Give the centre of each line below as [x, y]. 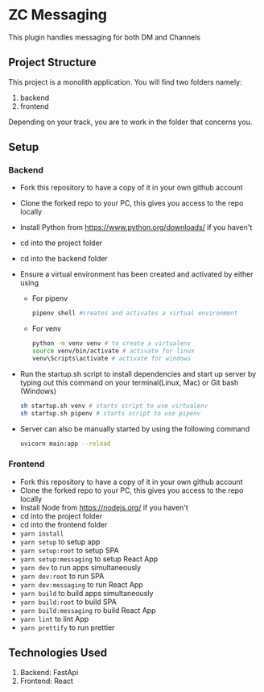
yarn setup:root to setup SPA [69, 550]
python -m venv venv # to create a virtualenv [111, 344]
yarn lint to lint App [54, 619]
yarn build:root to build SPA [68, 602]
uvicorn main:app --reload [65, 444]
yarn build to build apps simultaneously [87, 593]
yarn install [42, 534]
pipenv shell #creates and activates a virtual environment [135, 313]
